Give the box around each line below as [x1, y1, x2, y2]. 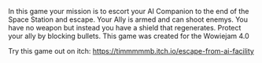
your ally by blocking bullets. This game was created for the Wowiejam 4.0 [8, 31, 249, 40]
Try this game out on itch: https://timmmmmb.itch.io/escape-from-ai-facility [8, 47, 254, 55]
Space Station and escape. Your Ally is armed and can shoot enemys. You [8, 15, 249, 24]
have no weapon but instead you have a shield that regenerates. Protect [8, 23, 242, 32]
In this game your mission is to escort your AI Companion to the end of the [8, 7, 249, 16]
